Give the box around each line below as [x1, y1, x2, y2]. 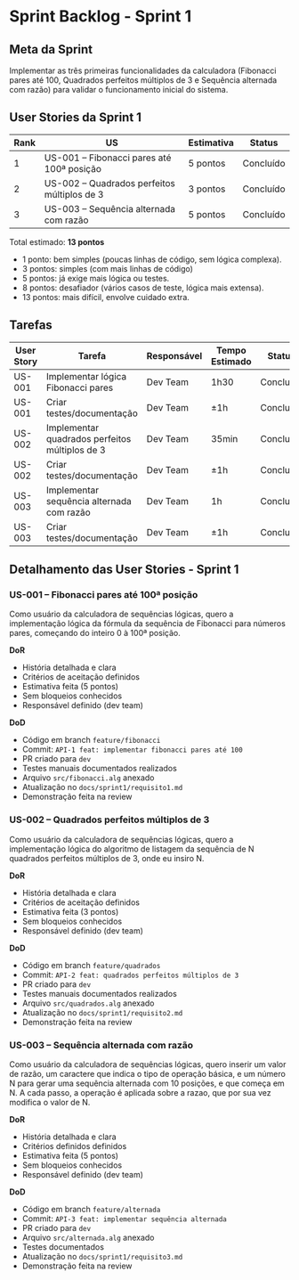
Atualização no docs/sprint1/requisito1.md [21, 782, 183, 793]
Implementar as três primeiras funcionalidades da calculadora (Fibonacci [9, 65, 277, 76]
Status [249, 136, 279, 149]
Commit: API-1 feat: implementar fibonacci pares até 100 [21, 744, 243, 754]
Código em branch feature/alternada [21, 1203, 161, 1214]
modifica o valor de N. [9, 1097, 91, 1107]
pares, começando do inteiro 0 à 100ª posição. [9, 628, 181, 639]
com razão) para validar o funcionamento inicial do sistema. [9, 85, 229, 94]
